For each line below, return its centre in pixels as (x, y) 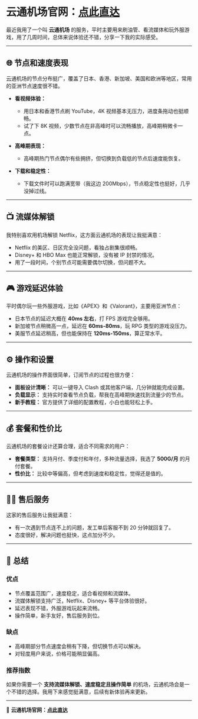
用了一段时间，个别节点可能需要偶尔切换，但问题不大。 (82, 262)
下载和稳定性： (33, 171)
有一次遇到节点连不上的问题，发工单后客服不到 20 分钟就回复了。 (94, 527)
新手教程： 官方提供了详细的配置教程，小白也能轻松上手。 (85, 402)
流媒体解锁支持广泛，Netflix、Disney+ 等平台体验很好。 (82, 601)
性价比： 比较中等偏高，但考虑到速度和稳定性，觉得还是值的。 (90, 473)
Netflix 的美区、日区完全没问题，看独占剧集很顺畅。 (77, 247)
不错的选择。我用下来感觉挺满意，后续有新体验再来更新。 (81, 692)
